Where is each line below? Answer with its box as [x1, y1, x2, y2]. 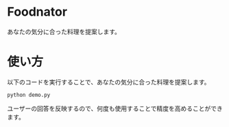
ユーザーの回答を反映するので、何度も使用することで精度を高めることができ [7, 104, 223, 113]
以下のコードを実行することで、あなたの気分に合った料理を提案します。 [7, 78, 210, 86]
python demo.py [7, 91, 51, 98]
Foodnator [7, 4, 67, 20]
